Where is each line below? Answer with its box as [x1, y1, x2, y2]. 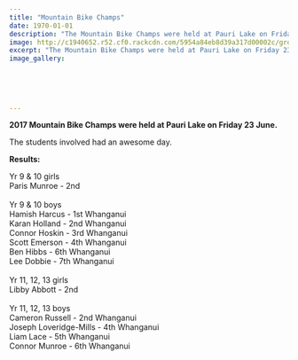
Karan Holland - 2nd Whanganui [9, 218, 127, 229]
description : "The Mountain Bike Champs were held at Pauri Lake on [9, 29, 268, 38]
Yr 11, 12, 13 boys [9, 303, 71, 314]
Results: [9, 154, 41, 165]
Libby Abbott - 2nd [9, 285, 79, 295]
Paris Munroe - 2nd [9, 181, 81, 192]
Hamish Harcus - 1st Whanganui [9, 209, 127, 220]
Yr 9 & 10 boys [9, 200, 62, 210]
